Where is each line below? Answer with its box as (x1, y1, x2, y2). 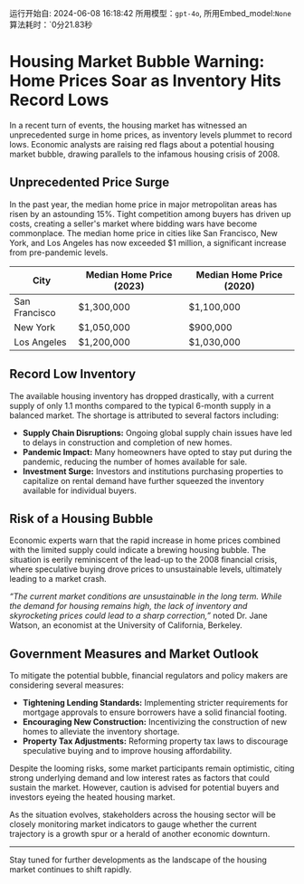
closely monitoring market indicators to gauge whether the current (9, 819, 258, 830)
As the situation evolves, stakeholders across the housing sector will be (9, 809, 276, 821)
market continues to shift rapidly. (9, 864, 132, 875)
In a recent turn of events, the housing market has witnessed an (9, 119, 247, 130)
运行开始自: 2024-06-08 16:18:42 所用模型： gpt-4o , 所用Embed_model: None (9, 8, 292, 18)
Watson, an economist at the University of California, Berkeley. (9, 620, 242, 631)
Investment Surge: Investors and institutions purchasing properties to (22, 465, 283, 477)
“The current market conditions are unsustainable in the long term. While (9, 591, 282, 602)
